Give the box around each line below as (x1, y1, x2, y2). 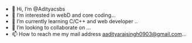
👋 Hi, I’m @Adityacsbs (11, 6, 66, 12)
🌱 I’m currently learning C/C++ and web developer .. (11, 18, 138, 24)
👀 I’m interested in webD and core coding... (11, 12, 116, 19)
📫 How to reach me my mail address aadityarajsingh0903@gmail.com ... (11, 31, 187, 37)
